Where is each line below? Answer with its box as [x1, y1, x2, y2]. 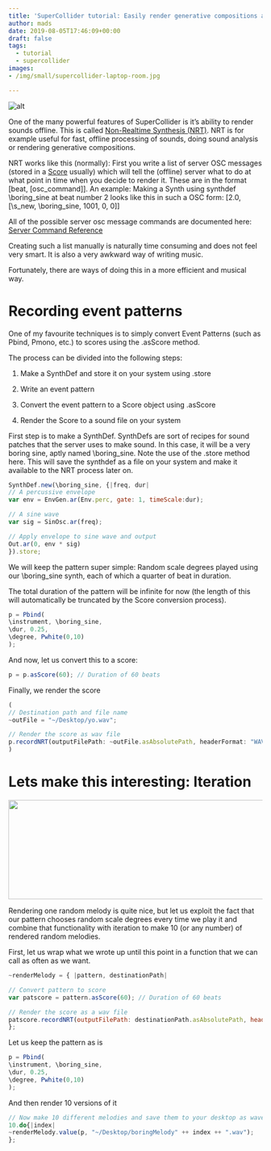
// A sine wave [8, 510, 60, 519]
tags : [8, 42, 27, 50]
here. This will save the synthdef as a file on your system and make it [8, 457, 238, 467]
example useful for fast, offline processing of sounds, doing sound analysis [8, 134, 259, 144]
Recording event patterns [8, 302, 183, 320]
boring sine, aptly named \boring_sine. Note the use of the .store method [8, 448, 250, 458]
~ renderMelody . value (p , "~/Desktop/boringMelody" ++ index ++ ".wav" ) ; [8, 1128, 254, 1136]
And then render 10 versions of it [8, 1098, 117, 1107]
